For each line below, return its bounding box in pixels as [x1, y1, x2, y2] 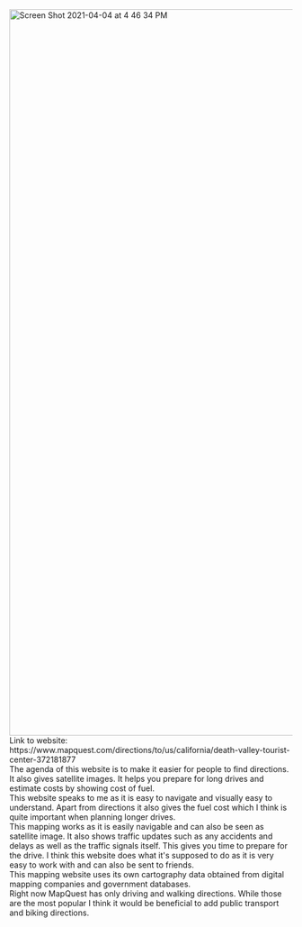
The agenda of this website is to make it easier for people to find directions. [9, 764, 289, 774]
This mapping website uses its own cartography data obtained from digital [9, 869, 285, 879]
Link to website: [9, 735, 68, 746]
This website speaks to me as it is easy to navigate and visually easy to [9, 793, 272, 803]
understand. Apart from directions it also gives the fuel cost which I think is [9, 802, 288, 813]
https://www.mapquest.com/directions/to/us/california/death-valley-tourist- [9, 745, 290, 755]
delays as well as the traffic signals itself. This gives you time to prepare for [9, 841, 288, 850]
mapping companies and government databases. [9, 878, 191, 889]
